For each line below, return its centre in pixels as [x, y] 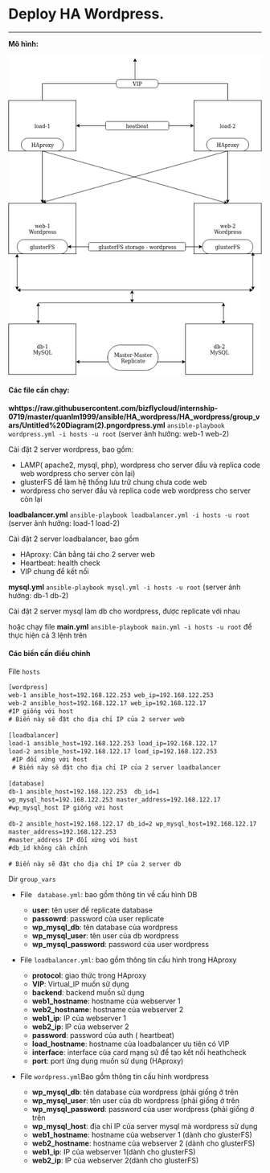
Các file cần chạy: [39, 390]
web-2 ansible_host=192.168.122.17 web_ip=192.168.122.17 [107, 703]
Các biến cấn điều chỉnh [49, 654]
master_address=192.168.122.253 [62, 832]
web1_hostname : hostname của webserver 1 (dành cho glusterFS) [142, 1135]
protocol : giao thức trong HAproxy [89, 975]
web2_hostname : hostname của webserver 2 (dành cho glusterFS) [143, 1143]
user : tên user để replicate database [92, 910]
